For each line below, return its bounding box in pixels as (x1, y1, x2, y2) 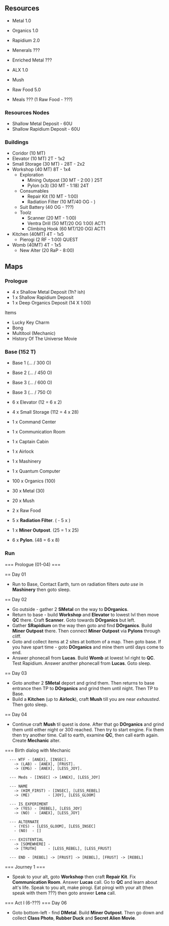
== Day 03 (5, 670, 27, 676)
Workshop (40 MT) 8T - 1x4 (12, 166, 71, 172)
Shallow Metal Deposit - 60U (12, 120, 73, 127)
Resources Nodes (5, 109, 50, 116)
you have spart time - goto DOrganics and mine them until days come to (12, 644, 164, 650)
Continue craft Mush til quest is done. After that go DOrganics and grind (12, 721, 164, 727)
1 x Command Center (12, 419, 56, 425)
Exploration (19, 172, 44, 178)
